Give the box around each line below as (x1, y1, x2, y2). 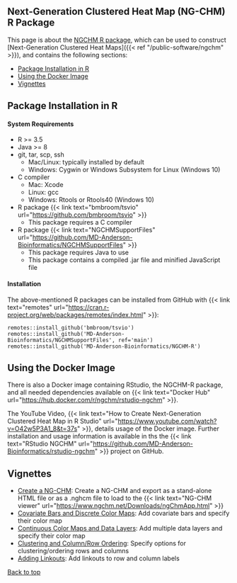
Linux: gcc (28, 188, 59, 197)
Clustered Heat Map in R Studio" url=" (7, 417, 118, 426)
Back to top (7, 568, 41, 577)
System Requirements (7, 120, 74, 128)
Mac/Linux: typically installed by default (28, 158, 145, 166)
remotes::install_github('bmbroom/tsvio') (7, 324, 134, 332)
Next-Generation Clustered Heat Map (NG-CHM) (7, 6, 226, 18)
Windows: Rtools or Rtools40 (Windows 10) (28, 196, 154, 204)
